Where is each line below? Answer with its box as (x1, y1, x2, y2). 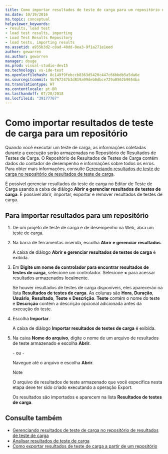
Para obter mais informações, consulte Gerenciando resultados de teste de (5, 166, 160, 172)
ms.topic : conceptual (5, 17, 50, 22)
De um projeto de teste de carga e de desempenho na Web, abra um (12, 225, 154, 230)
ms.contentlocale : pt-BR (5, 86, 57, 92)
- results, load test (5, 26, 50, 31)
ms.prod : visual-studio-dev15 (5, 63, 68, 68)
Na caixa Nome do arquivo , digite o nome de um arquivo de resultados (12, 335, 159, 341)
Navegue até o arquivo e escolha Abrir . (12, 360, 94, 365)
